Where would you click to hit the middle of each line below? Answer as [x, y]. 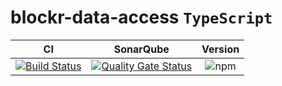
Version [220, 49]
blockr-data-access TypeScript [141, 17]
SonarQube [141, 49]
